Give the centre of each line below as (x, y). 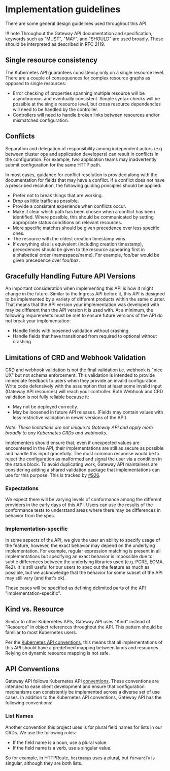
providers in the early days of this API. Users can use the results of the (79, 505)
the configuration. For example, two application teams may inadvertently (81, 159)
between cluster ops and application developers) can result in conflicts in (82, 154)
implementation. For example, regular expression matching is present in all (83, 550)
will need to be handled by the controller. (55, 109)
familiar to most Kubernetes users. (41, 632)
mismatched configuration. (41, 120)
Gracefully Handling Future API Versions (71, 276)
